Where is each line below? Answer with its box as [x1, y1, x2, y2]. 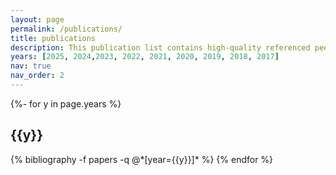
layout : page [10, 14, 65, 25]
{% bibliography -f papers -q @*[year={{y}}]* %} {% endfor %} [10, 153, 274, 165]
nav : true [10, 61, 52, 71]
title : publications [10, 33, 97, 43]
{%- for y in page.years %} [10, 97, 122, 110]
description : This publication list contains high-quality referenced [10, 42, 311, 53]
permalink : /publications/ [10, 24, 123, 34]
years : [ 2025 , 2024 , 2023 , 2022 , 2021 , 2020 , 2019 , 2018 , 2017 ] [10, 52, 280, 62]
